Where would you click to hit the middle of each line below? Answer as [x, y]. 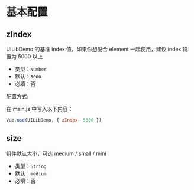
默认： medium [30, 173]
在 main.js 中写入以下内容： [40, 109]
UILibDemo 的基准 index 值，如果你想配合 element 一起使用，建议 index [94, 49]
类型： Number [30, 69]
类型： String [30, 166]
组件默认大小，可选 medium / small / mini [56, 153]
